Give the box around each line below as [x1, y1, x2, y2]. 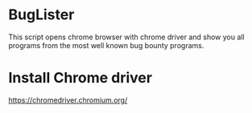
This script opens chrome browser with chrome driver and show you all [8, 32, 245, 42]
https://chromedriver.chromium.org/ [8, 95, 128, 105]
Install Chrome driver [8, 69, 153, 87]
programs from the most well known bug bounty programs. [8, 40, 204, 50]
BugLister [8, 6, 75, 24]
